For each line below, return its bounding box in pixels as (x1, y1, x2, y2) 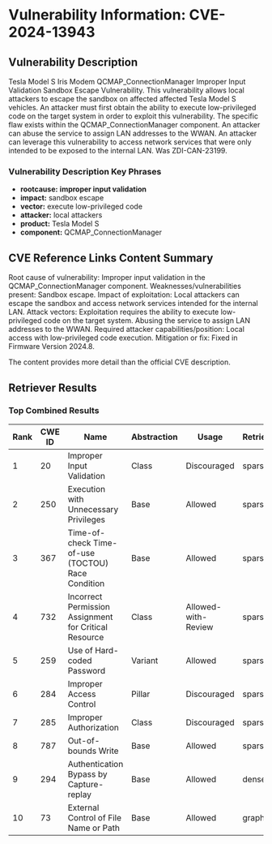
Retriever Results (8, 381, 97, 394)
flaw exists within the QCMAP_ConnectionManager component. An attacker (8, 120, 261, 129)
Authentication (67, 758, 124, 769)
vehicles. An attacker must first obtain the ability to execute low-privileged (8, 103, 257, 112)
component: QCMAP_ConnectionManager (19, 227, 162, 237)
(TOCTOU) (67, 558, 109, 569)
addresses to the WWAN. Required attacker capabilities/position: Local (8, 325, 245, 334)
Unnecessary (67, 503, 119, 515)
